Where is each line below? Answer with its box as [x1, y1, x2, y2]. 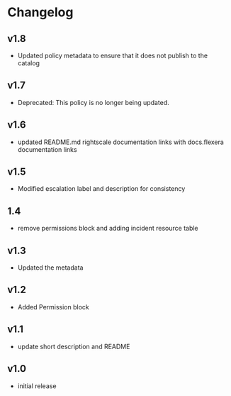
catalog [17, 59, 40, 67]
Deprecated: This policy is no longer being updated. [17, 98, 170, 106]
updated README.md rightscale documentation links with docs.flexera [17, 138, 225, 146]
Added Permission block [17, 302, 90, 311]
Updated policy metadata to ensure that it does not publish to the [17, 51, 208, 60]
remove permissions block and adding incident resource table [17, 224, 198, 233]
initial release [17, 381, 57, 390]
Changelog [7, 4, 74, 21]
